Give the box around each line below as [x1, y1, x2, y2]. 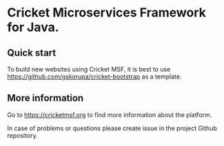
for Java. [7, 19, 60, 35]
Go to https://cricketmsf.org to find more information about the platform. [7, 110, 212, 118]
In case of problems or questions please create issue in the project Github [7, 124, 217, 132]
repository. [7, 131, 38, 139]
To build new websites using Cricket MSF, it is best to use [7, 65, 171, 73]
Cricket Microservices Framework [7, 5, 207, 21]
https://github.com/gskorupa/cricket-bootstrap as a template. [7, 72, 182, 81]
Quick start [7, 47, 57, 59]
